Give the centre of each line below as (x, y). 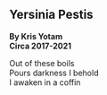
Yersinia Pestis (51, 15)
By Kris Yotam (36, 36)
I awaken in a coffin (45, 82)
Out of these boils (42, 63)
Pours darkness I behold (54, 73)
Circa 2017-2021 (41, 46)
